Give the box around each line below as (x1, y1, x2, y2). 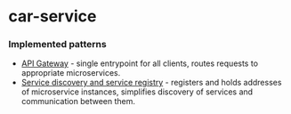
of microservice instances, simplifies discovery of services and (20, 86, 254, 97)
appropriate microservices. (20, 68, 121, 78)
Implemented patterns (8, 38, 108, 51)
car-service (8, 6, 97, 27)
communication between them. (20, 96, 135, 107)
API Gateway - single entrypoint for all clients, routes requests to (20, 58, 259, 69)
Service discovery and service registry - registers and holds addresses (20, 77, 282, 88)
